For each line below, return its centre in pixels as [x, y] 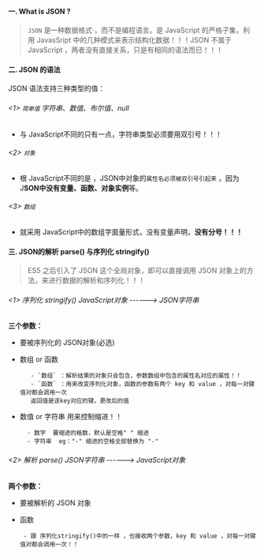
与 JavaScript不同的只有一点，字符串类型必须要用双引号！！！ [121, 134]
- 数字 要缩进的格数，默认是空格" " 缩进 [88, 433]
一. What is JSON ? [39, 11]
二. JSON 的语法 [34, 69]
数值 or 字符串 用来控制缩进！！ [71, 417]
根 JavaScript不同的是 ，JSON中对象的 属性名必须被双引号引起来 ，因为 [129, 178]
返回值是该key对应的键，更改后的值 [80, 401]
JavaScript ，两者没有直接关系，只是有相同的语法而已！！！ [125, 50]
